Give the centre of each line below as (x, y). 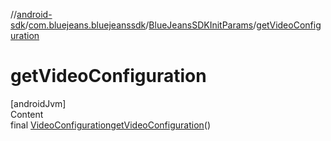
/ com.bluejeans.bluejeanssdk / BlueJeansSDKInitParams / (140, 25)
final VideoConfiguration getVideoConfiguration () (111, 125)
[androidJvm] (38, 103)
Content (27, 114)
